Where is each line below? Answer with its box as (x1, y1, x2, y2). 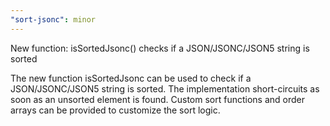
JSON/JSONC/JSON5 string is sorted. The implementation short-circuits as (10, 82, 320, 95)
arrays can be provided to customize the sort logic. (10, 104, 221, 116)
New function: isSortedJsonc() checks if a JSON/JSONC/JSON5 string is (10, 42, 310, 54)
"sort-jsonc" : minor (10, 14, 97, 25)
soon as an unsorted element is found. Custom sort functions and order (10, 93, 305, 105)
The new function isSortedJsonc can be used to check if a (10, 72, 252, 84)
